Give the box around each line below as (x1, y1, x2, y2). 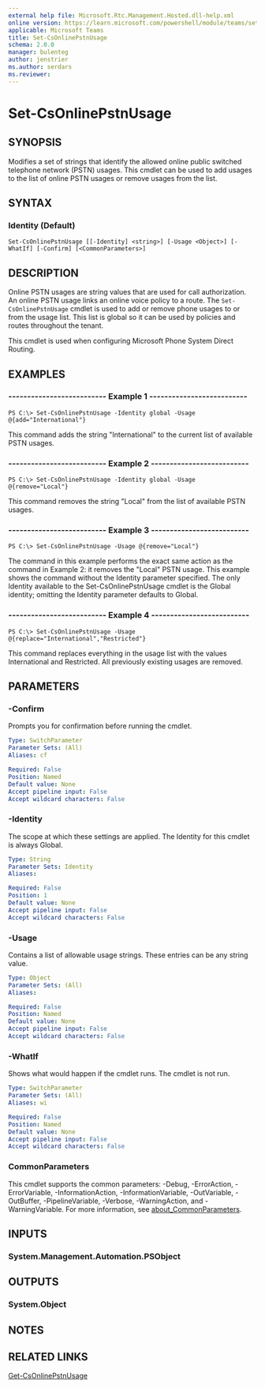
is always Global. (8, 840, 63, 849)
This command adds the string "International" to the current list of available (8, 430, 253, 439)
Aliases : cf (8, 751, 47, 759)
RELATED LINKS (8, 1350, 88, 1364)
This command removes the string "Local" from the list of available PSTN (8, 497, 246, 506)
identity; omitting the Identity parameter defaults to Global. (8, 590, 199, 600)
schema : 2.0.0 (8, 41, 55, 49)
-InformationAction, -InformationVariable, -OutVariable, (54, 1187, 234, 1197)
